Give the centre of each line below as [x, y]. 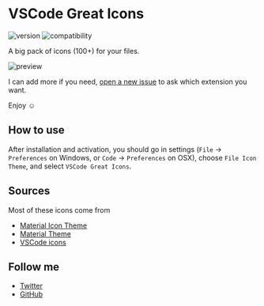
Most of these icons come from [59, 210]
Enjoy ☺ [22, 105]
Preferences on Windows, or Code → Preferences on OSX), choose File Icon [132, 157]
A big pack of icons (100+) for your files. [74, 51]
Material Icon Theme [53, 225]
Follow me [34, 267]
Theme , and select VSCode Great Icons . [70, 166]
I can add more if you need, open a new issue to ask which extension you [128, 81]
